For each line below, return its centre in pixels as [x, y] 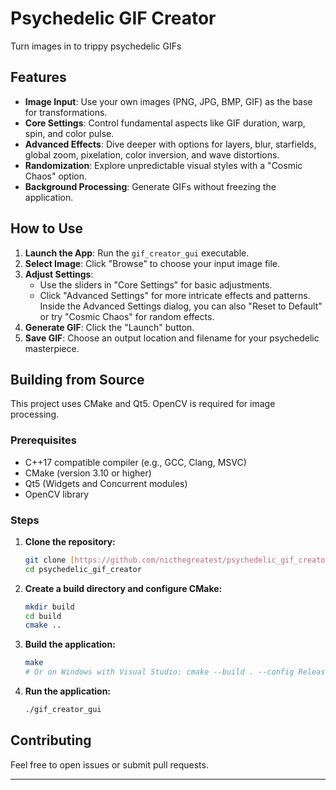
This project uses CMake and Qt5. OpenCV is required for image [143, 404]
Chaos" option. [56, 176]
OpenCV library [57, 494]
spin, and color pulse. [69, 133]
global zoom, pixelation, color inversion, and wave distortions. [152, 154]
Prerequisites [43, 440]
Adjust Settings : [59, 274]
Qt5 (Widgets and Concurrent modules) [106, 483]
